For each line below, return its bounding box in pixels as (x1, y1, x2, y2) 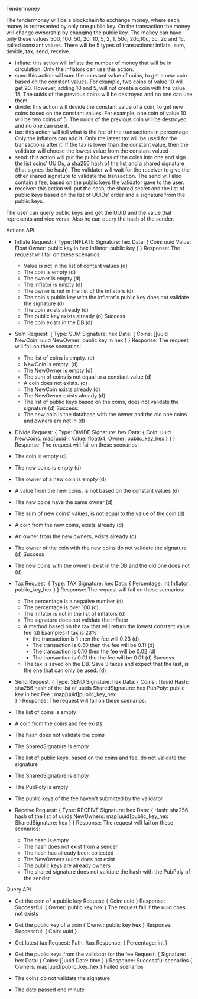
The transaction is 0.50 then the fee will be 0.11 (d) (32, 642, 155, 648)
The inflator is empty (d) (23, 281, 83, 288)
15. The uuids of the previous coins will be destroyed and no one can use (14, 91, 193, 98)
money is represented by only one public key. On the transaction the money (6, 23, 190, 30)
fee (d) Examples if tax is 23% (23, 629, 98, 636)
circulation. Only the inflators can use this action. (14, 66, 134, 73)
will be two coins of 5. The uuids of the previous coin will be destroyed (14, 116, 187, 123)
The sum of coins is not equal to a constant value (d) (23, 373, 152, 380)
